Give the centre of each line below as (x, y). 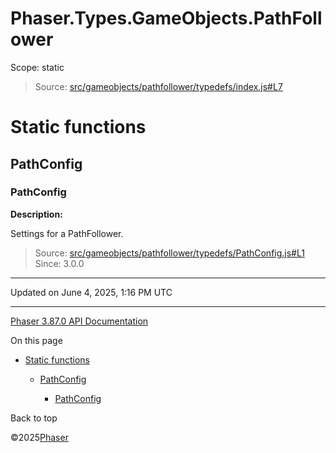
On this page (36, 340)
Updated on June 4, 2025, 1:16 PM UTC (91, 292)
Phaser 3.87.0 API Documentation (79, 321)
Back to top (34, 418)
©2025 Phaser (39, 437)
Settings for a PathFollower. (67, 233)
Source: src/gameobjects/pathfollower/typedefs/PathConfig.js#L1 (169, 253)
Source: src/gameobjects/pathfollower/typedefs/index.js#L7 (158, 86)
